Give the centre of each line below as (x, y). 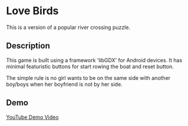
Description (28, 46)
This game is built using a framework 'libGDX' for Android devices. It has (94, 60)
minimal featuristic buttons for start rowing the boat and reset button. (90, 66)
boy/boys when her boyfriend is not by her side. (64, 84)
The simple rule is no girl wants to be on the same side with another (88, 77)
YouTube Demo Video (32, 117)
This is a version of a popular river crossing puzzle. (68, 27)
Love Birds (32, 11)
